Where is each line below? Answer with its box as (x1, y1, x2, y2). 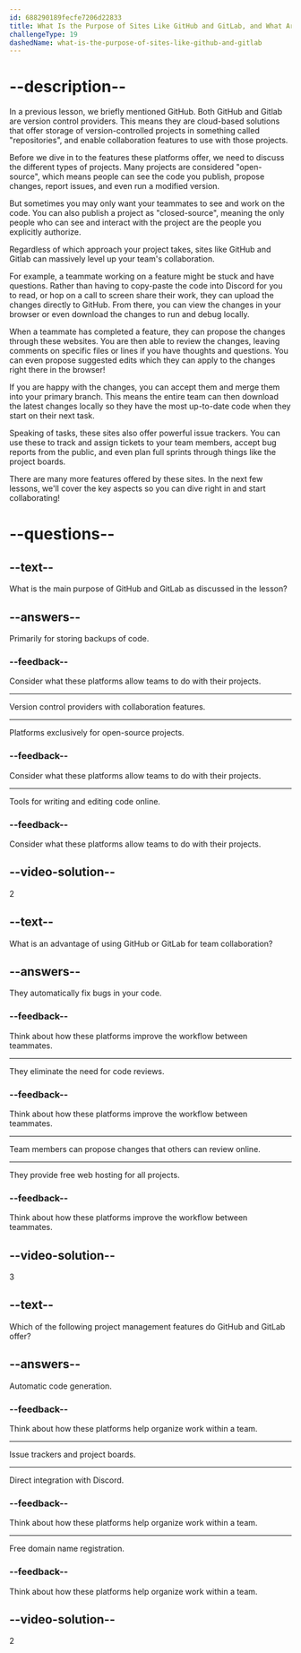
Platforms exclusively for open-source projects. (9, 727, 185, 738)
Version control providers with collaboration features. (9, 702, 206, 712)
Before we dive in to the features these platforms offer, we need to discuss (9, 152, 285, 163)
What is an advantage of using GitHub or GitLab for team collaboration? (9, 938, 273, 949)
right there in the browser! (9, 365, 106, 375)
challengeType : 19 (9, 30, 78, 39)
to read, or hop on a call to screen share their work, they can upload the (9, 290, 275, 301)
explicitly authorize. (9, 227, 82, 237)
